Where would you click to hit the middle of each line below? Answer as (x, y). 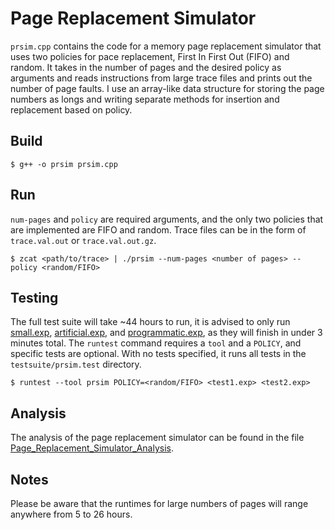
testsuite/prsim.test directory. (76, 364)
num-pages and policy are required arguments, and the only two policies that (167, 219)
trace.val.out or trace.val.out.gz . (83, 240)
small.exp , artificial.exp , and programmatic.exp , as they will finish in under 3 (166, 333)
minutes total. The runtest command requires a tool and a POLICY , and (156, 343)
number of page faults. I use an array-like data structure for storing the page (167, 88)
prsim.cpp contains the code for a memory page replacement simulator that (166, 46)
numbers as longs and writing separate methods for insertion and (145, 99)
